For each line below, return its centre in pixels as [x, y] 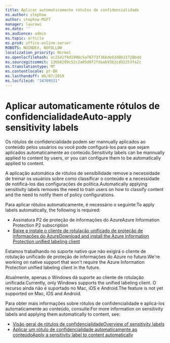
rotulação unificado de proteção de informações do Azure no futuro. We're [83, 257]
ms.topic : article [25, 39]
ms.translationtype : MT [30, 67]
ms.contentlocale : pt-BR [31, 72]
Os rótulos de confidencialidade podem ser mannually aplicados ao [75, 142]
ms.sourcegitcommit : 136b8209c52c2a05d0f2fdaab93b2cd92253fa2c [73, 62]
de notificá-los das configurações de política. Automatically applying [76, 184]
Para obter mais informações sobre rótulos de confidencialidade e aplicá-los [85, 303]
